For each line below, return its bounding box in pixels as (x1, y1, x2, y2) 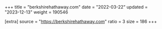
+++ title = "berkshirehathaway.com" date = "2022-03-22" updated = (4, 4, 148, 10)
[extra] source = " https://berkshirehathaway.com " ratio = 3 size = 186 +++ (4, 19, 158, 24)
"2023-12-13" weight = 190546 (4, 9, 68, 15)
